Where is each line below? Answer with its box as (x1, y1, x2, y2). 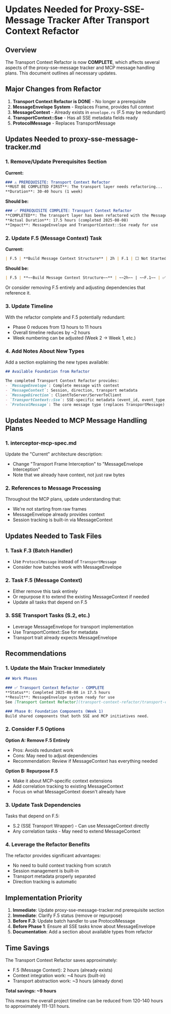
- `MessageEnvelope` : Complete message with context (5, 383, 120, 389)
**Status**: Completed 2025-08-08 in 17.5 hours (5, 690, 110, 695)
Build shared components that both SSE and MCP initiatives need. (5, 713, 149, 718)
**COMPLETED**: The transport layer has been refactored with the (5, 213, 149, 218)
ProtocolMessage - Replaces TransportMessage (12, 120, 116, 126)
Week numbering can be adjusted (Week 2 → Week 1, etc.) (12, 334, 136, 341)
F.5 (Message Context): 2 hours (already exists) (12, 967, 113, 973)
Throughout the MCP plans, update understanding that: (5, 496, 121, 502)
